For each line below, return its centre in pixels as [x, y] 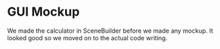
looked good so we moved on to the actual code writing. [88, 37]
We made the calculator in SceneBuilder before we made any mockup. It [110, 31]
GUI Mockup [44, 12]
